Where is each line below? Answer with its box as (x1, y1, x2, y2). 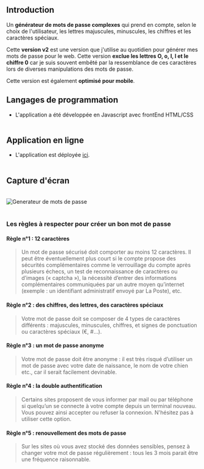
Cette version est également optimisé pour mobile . (6, 77, 135, 84)
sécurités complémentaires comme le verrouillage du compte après (21, 262, 191, 269)
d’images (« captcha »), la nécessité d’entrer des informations (21, 274, 177, 282)
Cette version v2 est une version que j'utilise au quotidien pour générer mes (6, 46, 198, 53)
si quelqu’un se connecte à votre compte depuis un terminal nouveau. (21, 402, 197, 409)
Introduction (6, 5, 55, 15)
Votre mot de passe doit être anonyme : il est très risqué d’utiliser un (21, 355, 193, 362)
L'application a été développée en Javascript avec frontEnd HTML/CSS (15, 111, 194, 118)
